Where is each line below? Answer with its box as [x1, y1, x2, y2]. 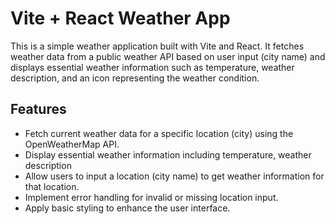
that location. [24, 180, 80, 192]
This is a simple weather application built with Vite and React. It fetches [10, 40, 305, 52]
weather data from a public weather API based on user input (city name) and [10, 50, 326, 62]
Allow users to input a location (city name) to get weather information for [24, 170, 325, 182]
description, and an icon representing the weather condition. [10, 72, 260, 84]
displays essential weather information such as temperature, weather [10, 61, 295, 73]
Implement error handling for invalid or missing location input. [24, 191, 279, 203]
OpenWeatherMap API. [24, 138, 120, 150]
